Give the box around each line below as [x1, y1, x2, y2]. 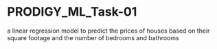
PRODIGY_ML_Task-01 [7, 4, 137, 20]
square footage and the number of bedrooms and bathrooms [7, 33, 180, 42]
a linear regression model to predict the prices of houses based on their [7, 27, 210, 35]
